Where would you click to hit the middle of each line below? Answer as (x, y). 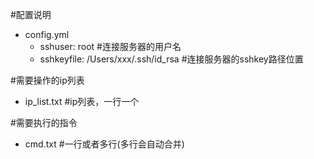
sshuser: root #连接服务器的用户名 (110, 46)
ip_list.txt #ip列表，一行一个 (82, 101)
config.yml (47, 34)
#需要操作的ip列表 (47, 80)
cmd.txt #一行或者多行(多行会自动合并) (104, 144)
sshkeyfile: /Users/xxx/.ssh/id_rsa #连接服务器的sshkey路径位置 (171, 59)
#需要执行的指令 (44, 122)
